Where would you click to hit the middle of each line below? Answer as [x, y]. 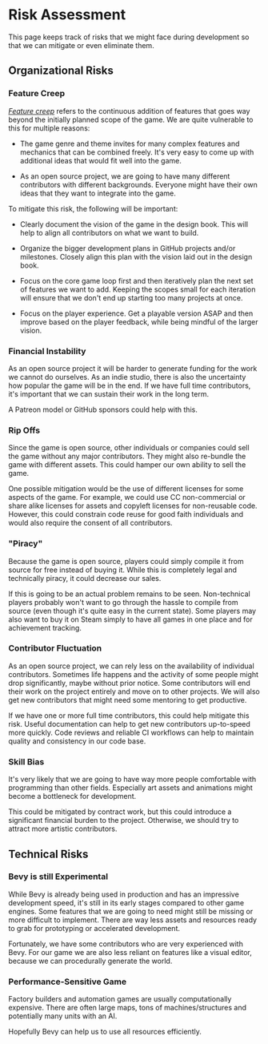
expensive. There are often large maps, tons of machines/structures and [127, 1008]
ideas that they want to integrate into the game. [98, 193]
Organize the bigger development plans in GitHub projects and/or [128, 248]
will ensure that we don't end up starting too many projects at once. [131, 297]
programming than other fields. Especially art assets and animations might [131, 788]
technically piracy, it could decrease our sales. [85, 578]
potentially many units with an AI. [63, 1016]
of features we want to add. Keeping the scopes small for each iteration [138, 289]
